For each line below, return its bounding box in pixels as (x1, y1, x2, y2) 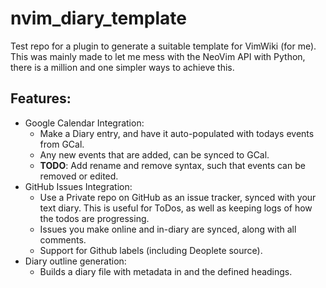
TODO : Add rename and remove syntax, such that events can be (39, 159, 306, 171)
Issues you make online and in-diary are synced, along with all (39, 223, 297, 235)
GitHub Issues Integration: (24, 180, 133, 192)
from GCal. (39, 138, 85, 150)
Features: (10, 90, 72, 107)
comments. (39, 233, 87, 246)
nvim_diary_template (10, 7, 187, 30)
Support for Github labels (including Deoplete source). (39, 244, 263, 256)
